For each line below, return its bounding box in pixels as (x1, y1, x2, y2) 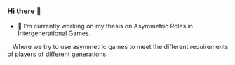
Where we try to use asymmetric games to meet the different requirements (12, 43, 229, 51)
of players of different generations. (7, 50, 108, 58)
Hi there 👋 (7, 6, 42, 16)
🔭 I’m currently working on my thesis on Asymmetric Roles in (17, 22, 194, 30)
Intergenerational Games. (17, 29, 91, 37)
